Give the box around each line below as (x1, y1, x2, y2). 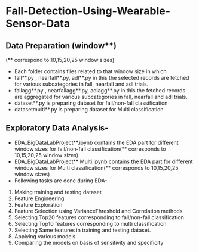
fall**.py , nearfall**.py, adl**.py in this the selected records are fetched (14, 74, 189, 81)
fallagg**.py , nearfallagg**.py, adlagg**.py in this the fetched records (14, 87, 186, 94)
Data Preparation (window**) (5, 41, 117, 51)
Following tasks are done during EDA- (14, 177, 108, 184)
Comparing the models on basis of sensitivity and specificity (14, 239, 164, 246)
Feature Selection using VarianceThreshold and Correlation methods (14, 207, 183, 214)
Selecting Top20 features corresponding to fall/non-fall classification (14, 213, 185, 221)
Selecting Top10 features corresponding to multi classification (14, 220, 167, 227)
